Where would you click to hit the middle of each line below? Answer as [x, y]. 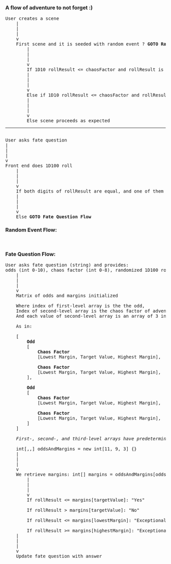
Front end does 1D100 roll [39, 166]
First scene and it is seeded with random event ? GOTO [87, 44]
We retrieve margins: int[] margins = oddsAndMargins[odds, [93, 474]
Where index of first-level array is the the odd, [80, 306]
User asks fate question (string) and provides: [67, 265]
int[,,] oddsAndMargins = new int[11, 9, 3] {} [77, 449]
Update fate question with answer [59, 556]
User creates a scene [32, 19]
